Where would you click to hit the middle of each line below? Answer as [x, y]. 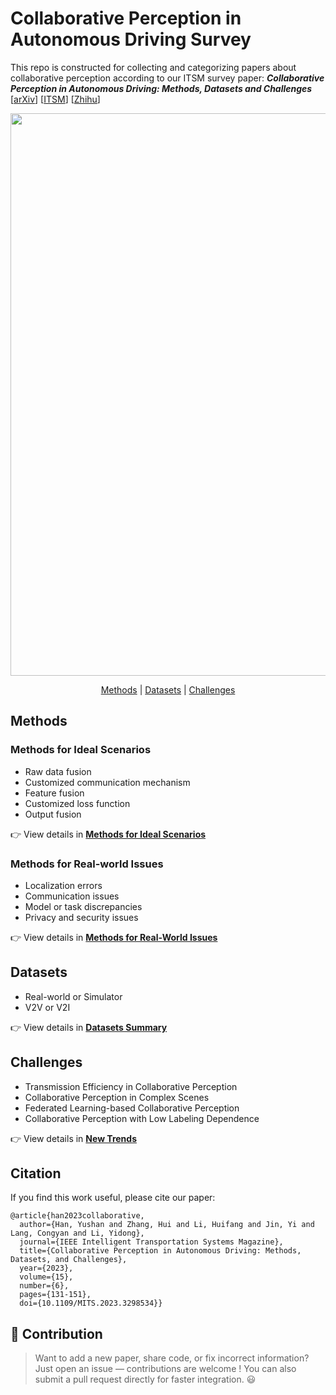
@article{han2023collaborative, [77, 1216]
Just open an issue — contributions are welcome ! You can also [165, 1369]
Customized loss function [77, 803]
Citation [36, 1173]
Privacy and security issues [81, 917]
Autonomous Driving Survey [131, 39]
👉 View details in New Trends [73, 1138]
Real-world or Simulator [73, 996]
